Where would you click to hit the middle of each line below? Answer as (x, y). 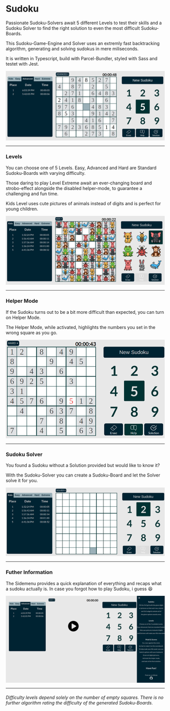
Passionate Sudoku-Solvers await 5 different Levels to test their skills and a (84, 23)
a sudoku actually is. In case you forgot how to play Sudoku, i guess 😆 (79, 589)
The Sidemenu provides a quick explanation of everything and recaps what (84, 583)
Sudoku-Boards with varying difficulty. (46, 173)
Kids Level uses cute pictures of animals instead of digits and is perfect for (83, 203)
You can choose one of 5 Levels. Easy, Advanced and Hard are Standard (81, 168)
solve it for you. (22, 481)
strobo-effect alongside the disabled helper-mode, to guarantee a (74, 188)
